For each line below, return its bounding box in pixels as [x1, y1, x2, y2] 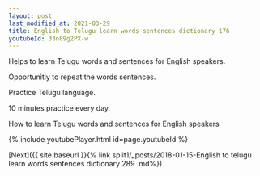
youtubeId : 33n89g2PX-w [8, 34, 89, 43]
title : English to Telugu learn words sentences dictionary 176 [8, 27, 230, 35]
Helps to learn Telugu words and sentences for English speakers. [8, 57, 226, 66]
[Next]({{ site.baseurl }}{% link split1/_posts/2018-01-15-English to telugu [8, 150, 253, 160]
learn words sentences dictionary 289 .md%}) [8, 159, 163, 169]
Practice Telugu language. [8, 88, 96, 98]
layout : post [8, 11, 53, 20]
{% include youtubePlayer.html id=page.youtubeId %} [8, 135, 189, 145]
